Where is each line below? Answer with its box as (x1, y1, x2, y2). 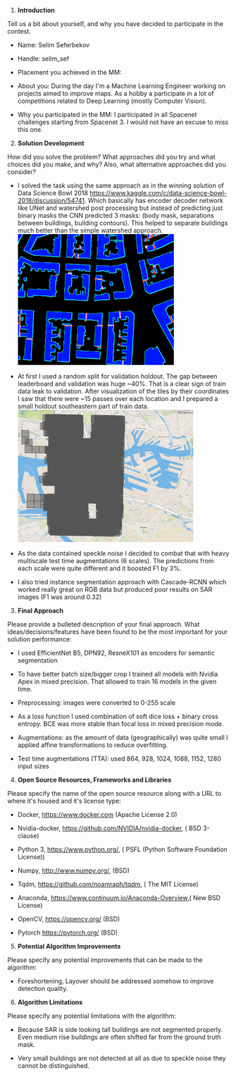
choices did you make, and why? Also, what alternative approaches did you (7, 160, 227, 168)
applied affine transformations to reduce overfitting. (17, 741, 168, 749)
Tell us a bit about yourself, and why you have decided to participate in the (7, 20, 224, 27)
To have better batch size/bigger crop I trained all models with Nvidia (17, 670, 218, 678)
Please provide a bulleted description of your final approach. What (7, 620, 200, 628)
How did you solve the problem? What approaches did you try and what (7, 153, 216, 161)
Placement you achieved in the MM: (17, 68, 122, 76)
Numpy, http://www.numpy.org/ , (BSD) (17, 866, 130, 875)
